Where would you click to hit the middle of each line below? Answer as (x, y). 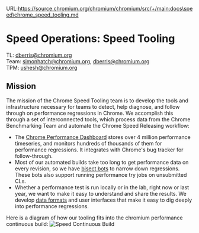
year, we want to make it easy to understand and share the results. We (100, 193)
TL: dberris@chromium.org (39, 55)
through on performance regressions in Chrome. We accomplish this (90, 113)
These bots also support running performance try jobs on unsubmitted (101, 174)
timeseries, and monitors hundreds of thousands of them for (88, 143)
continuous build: (27, 224)
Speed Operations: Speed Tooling (91, 39)
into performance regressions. (52, 206)
